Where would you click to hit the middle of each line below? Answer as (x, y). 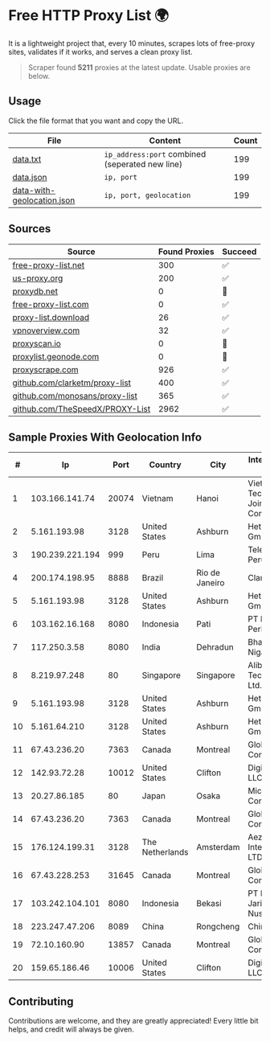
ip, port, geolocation (147, 195)
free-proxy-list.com (51, 304)
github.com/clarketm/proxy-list (72, 383)
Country (166, 465)
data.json (30, 177)
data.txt (27, 159)
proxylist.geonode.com (56, 356)
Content (165, 140)
